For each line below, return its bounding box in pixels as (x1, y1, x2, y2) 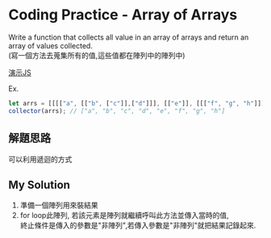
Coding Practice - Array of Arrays (8, 6, 238, 24)
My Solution (8, 177, 71, 191)
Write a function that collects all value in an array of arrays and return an (8, 32, 249, 42)
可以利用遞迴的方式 (8, 154, 73, 164)
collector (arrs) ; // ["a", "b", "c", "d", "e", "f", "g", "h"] (8, 106, 226, 115)
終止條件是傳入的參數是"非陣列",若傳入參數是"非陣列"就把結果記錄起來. (19, 220, 256, 231)
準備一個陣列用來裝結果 (19, 200, 98, 211)
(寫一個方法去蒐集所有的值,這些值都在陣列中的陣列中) (8, 50, 186, 60)
